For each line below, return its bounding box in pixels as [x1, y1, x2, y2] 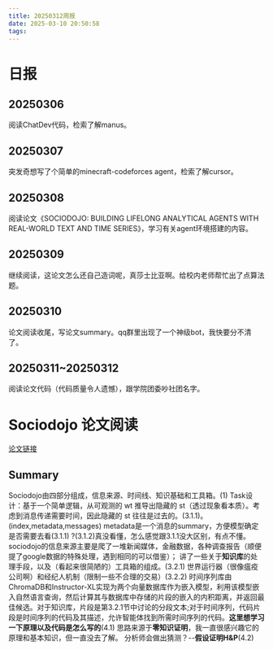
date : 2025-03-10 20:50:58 [8, 20, 100, 28]
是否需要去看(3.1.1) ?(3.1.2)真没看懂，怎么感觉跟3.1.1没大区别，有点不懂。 [8, 531, 250, 541]
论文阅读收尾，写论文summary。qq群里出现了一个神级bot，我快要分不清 [8, 327, 252, 337]
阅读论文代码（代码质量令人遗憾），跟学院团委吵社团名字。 [8, 384, 205, 394]
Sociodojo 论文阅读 [8, 416, 138, 434]
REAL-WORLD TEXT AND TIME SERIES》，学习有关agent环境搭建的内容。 [8, 224, 253, 233]
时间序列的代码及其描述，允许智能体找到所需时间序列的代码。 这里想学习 [22, 613, 265, 622]
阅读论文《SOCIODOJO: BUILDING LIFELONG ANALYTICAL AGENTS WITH [8, 213, 259, 223]
